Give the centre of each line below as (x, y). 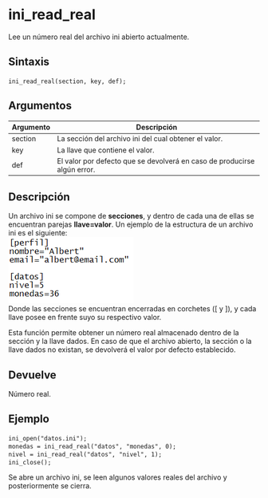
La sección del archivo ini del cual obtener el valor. (140, 139)
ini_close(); (30, 462)
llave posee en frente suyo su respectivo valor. (85, 318)
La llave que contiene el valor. (106, 150)
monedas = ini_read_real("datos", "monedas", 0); (93, 446)
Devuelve (33, 375)
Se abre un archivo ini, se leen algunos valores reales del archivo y (118, 477)
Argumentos (40, 106)
